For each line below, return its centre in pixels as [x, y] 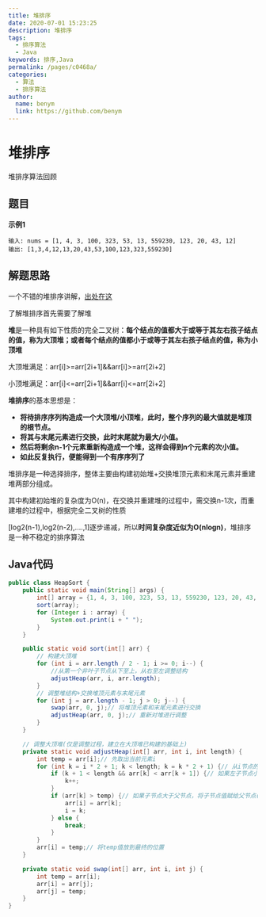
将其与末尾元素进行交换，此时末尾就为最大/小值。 [101, 437]
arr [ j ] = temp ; [62, 891]
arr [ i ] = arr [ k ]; [93, 803]
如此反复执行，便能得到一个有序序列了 [82, 457]
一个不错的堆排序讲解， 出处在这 [60, 296]
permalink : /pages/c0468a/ [53, 67]
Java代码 [31, 564]
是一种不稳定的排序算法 [46, 537]
